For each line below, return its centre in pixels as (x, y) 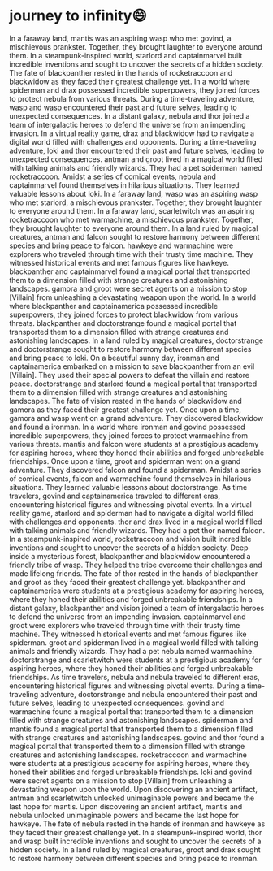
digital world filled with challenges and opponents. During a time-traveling (133, 141)
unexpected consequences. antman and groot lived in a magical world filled (136, 159)
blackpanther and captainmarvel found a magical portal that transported (130, 271)
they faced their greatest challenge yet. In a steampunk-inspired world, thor (136, 832)
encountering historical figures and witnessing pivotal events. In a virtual (131, 504)
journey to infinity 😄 (78, 16)
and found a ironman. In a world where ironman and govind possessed (128, 427)
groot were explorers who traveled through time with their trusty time (125, 625)
